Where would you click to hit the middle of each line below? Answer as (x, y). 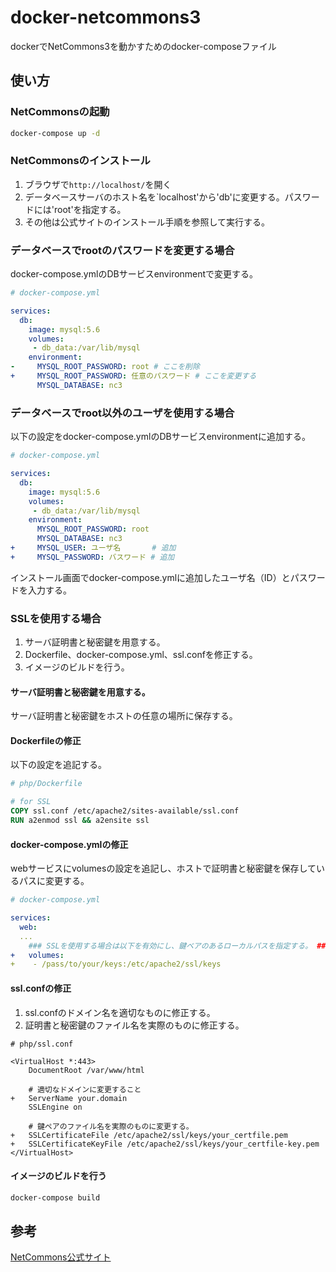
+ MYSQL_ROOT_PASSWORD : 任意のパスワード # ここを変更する (133, 376)
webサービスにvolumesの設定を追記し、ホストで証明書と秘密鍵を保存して (163, 868)
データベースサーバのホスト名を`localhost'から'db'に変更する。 (154, 197)
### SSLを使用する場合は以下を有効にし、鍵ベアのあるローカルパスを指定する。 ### (179, 946)
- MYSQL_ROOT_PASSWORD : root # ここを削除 (105, 367)
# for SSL (31, 802)
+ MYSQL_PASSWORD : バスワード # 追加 (92, 557)
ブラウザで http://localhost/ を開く (98, 184)
